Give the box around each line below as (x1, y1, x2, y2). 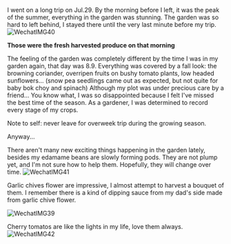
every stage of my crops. (7, 106, 79, 114)
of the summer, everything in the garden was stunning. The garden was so (7, 13, 219, 21)
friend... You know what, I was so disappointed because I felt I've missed (7, 91, 214, 99)
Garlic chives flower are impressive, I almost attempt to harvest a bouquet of (7, 181, 225, 189)
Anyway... (7, 132, 36, 141)
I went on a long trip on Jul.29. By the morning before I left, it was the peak (7, 6, 219, 14)
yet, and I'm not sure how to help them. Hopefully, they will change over (7, 161, 212, 168)
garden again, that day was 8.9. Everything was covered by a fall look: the (7, 62, 217, 70)
